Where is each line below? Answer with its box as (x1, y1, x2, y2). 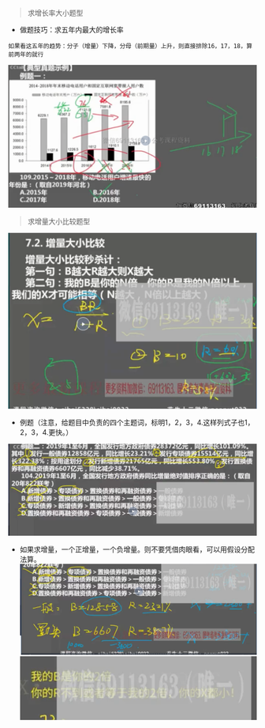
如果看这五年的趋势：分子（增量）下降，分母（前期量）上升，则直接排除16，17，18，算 (8, 42, 252, 50)
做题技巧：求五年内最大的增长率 (19, 25, 124, 34)
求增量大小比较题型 (27, 217, 91, 226)
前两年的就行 (8, 51, 44, 58)
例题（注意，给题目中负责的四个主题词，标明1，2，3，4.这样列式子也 (19, 417, 245, 427)
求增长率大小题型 (27, 8, 84, 17)
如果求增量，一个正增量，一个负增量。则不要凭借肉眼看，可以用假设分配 (19, 545, 255, 554)
